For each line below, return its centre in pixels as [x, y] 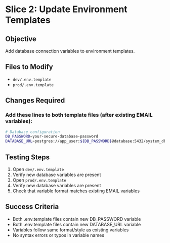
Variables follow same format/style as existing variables [71, 230]
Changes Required [35, 101]
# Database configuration [32, 132]
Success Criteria [32, 207]
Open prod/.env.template [39, 180]
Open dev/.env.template [38, 169]
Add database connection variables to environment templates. [70, 51]
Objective [21, 39]
